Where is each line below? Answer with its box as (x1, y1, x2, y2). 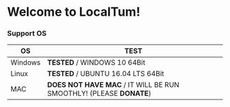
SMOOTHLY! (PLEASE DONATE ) (47, 88, 152, 98)
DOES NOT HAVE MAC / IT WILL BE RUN (47, 80, 180, 90)
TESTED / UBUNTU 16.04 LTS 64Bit (47, 69, 164, 79)
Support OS (7, 29, 47, 38)
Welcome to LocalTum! (7, 4, 140, 20)
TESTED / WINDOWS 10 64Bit (47, 58, 146, 67)
